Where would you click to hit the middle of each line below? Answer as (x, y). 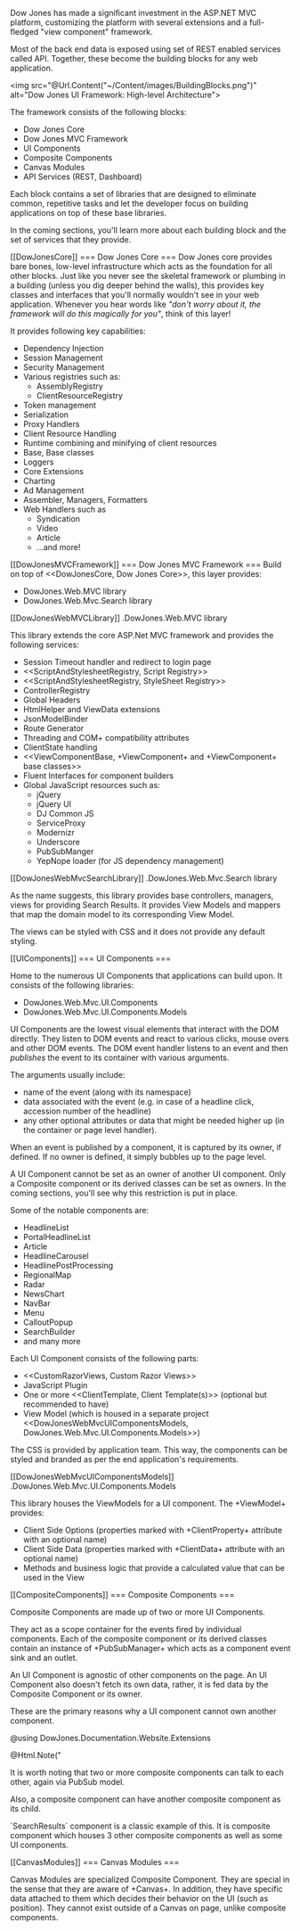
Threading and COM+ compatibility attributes (106, 738)
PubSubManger (65, 851)
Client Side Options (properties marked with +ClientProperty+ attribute (153, 1530)
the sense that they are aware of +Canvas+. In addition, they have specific (146, 1889)
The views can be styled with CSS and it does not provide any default (138, 932)
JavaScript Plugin (55, 1385)
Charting (39, 481)
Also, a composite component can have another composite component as (146, 1799)
